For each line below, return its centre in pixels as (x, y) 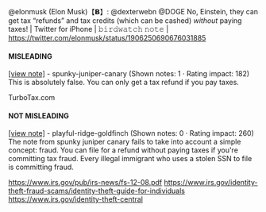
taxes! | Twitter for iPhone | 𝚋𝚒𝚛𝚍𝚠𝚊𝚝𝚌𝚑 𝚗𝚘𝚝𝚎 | (89, 29)
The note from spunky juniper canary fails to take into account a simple (125, 142)
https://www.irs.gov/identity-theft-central (75, 199)
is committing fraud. (41, 167)
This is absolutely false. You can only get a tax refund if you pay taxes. (124, 83)
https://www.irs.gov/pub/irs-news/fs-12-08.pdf (85, 183)
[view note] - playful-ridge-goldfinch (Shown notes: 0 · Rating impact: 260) (131, 133)
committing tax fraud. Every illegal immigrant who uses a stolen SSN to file (130, 159)
